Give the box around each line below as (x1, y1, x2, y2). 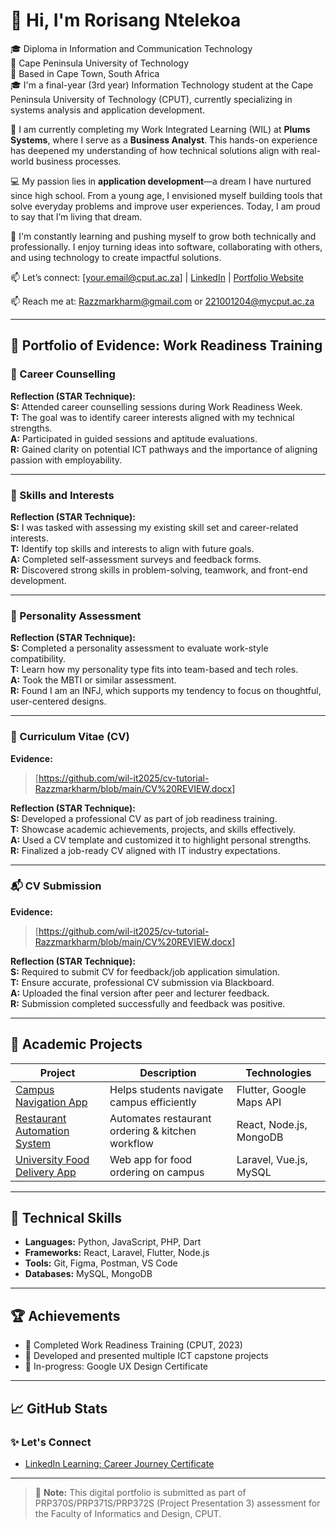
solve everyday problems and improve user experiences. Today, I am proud (10, 200, 321, 212)
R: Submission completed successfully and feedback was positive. (10, 997, 286, 1009)
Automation (15, 1124, 70, 1138)
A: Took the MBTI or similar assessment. (10, 674, 177, 686)
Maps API (236, 1095, 282, 1109)
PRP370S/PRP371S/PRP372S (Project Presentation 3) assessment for (34, 1497, 321, 1509)
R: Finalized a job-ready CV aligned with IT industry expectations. (10, 844, 281, 856)
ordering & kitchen (109, 1124, 197, 1138)
